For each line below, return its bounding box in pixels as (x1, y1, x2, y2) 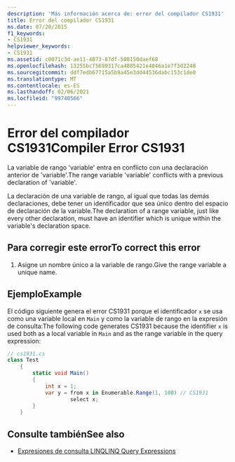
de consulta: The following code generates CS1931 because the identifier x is (7, 322, 228, 330)
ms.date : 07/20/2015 (7, 23, 68, 30)
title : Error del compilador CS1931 (7, 17, 114, 24)
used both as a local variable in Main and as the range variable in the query (7, 329, 223, 337)
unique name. (17, 268, 58, 276)
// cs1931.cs (7, 350, 46, 358)
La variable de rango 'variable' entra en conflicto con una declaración (7, 163, 208, 172)
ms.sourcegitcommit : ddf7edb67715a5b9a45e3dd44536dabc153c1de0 (7, 69, 196, 76)
